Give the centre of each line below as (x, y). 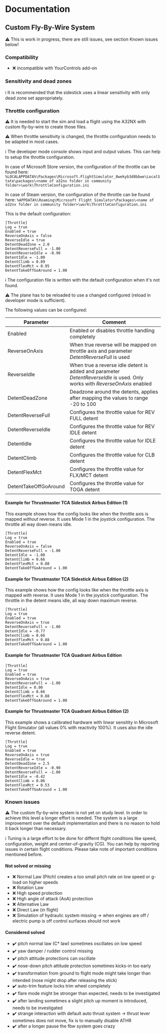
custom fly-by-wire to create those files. (46, 127)
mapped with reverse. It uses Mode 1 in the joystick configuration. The (77, 595)
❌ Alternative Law (30, 904)
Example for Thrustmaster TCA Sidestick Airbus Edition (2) (67, 579)
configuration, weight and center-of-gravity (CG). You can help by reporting (82, 844)
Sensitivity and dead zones (38, 81)
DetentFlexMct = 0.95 (27, 266)
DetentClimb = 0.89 (25, 262)
